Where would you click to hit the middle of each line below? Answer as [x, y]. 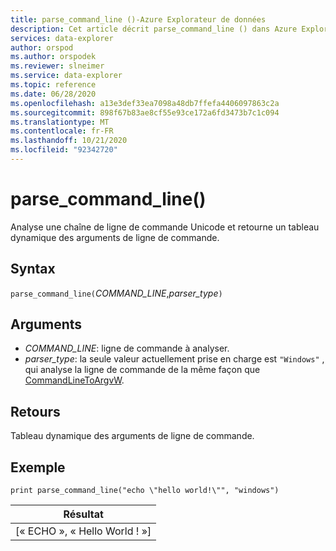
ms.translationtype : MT [60, 122]
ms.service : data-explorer [66, 76]
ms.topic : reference [53, 85]
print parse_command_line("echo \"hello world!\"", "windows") [145, 491]
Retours [35, 411]
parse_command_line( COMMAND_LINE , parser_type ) [116, 293]
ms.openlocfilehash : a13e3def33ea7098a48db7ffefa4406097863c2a [145, 103]
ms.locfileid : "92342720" [64, 150]
